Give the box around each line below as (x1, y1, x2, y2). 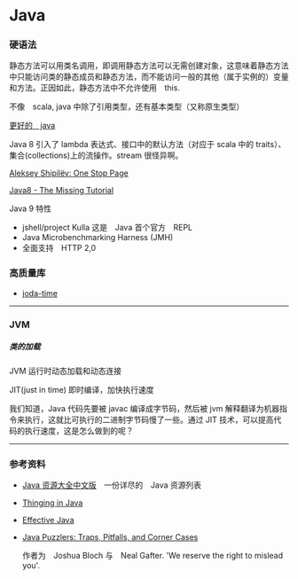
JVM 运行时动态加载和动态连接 (9, 365, 122, 376)
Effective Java (21, 514, 74, 525)
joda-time (21, 287, 58, 298)
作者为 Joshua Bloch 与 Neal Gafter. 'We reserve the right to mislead (21, 550, 284, 560)
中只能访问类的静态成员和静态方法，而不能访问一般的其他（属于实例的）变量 (9, 72, 289, 82)
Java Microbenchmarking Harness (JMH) (21, 232, 174, 243)
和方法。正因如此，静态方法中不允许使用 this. (9, 82, 180, 93)
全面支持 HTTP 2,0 (21, 243, 97, 254)
